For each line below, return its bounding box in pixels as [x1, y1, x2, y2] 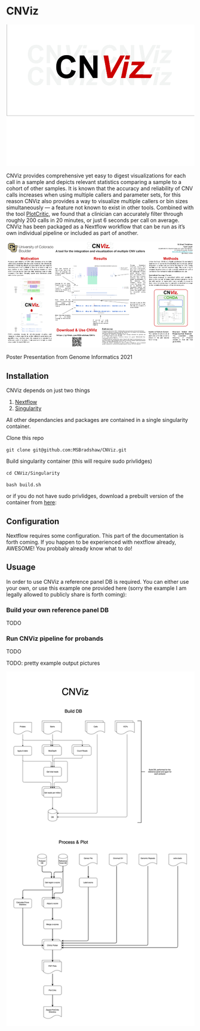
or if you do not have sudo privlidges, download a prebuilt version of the [6, 493, 184, 500]
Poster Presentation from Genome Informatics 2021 [6, 354, 133, 361]
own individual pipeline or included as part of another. [6, 229, 139, 236]
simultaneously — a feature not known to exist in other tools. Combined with [6, 204, 194, 211]
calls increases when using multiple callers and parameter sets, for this [6, 191, 181, 198]
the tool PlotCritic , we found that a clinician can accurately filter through [6, 210, 183, 217]
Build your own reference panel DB [6, 605, 109, 614]
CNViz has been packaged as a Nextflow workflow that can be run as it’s [6, 223, 185, 230]
